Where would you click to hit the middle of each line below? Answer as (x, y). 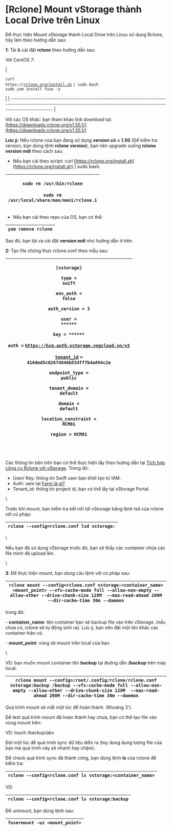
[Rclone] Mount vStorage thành (73, 9)
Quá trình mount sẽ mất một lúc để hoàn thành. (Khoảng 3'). (69, 707)
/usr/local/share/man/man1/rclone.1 (52, 200)
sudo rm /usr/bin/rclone (52, 183)
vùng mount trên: (24, 722)
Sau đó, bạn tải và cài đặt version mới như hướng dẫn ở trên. (69, 241)
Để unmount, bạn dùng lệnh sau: (40, 811)
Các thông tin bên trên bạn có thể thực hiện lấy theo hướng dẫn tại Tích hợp (85, 463)
